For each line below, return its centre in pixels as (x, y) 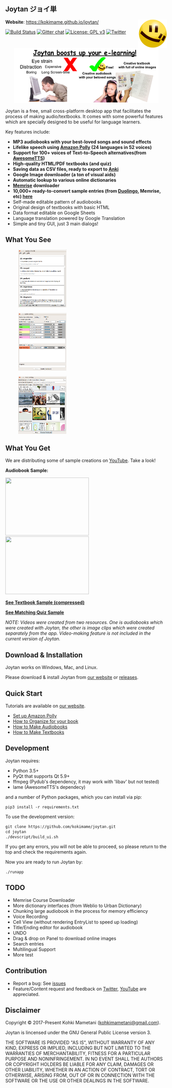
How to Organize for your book (45, 722)
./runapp (15, 872)
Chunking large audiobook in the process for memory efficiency (80, 911)
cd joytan (16, 832)
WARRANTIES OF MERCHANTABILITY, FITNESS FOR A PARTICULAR (78, 1054)
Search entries (28, 944)
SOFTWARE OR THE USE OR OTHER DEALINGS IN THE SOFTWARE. (77, 1081)
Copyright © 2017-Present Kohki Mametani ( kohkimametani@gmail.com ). (83, 1023)
